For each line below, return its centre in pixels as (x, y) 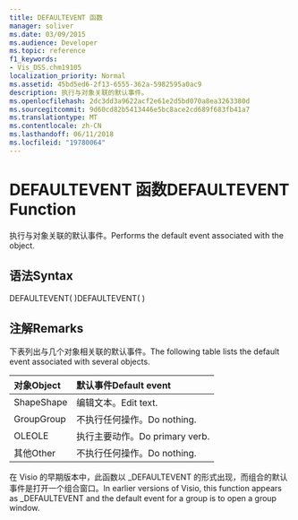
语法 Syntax (41, 276)
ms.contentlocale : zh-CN (55, 126)
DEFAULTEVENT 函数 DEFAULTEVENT (149, 190)
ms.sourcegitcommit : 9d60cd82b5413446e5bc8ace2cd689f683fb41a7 (130, 109)
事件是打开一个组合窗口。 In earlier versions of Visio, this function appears (145, 489)
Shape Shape (41, 403)
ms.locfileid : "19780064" (57, 143)
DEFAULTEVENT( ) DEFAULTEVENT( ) (77, 298)
